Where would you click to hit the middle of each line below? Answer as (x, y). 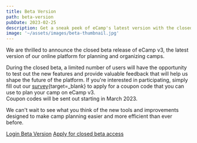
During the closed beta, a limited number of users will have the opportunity (96, 67)
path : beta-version (30, 17)
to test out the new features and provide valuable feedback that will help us (97, 74)
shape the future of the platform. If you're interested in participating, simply (97, 80)
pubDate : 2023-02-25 (31, 22)
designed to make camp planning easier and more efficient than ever (89, 116)
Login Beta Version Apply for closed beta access (65, 134)
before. (15, 122)
